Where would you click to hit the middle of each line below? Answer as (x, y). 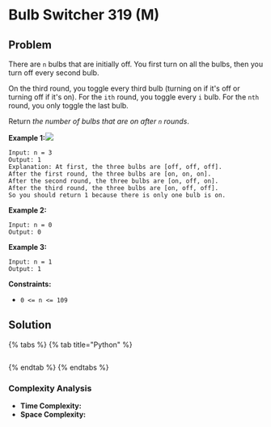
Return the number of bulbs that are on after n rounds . (99, 121)
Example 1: (27, 138)
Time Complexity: (51, 406)
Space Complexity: (53, 415)
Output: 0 (25, 232)
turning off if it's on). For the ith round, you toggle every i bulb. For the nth (134, 97)
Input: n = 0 (30, 225)
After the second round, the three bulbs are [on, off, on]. (114, 181)
